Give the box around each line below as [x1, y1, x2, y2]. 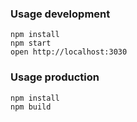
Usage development [10, 7, 111, 21]
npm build [10, 102, 52, 112]
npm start [10, 38, 52, 49]
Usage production [10, 70, 100, 84]
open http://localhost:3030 [10, 47, 128, 57]
